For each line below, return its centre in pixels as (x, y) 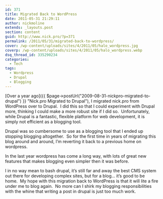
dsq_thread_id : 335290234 (31, 55)
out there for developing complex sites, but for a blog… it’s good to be (75, 176)
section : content (23, 32)
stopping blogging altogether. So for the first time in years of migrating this (81, 136)
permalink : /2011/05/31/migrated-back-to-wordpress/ (60, 41)
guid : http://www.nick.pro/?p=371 (40, 37)
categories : (17, 59)
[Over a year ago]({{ (25, 96)
